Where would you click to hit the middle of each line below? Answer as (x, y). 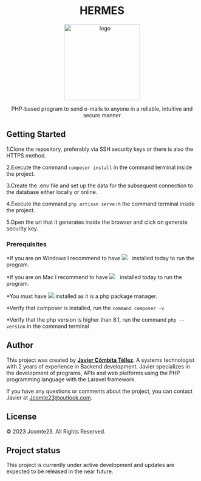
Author (20, 345)
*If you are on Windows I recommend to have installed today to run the (101, 258)
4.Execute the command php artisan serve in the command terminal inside (101, 204)
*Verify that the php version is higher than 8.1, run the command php (91, 320)
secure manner (102, 115)
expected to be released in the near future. (60, 471)
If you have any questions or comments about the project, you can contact (100, 391)
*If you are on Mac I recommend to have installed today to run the (94, 277)
